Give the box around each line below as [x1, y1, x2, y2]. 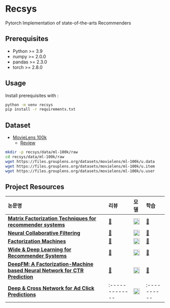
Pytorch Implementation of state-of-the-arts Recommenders [5, 20, 132, 26]
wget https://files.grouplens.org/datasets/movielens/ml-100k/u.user [5, 168, 155, 174]
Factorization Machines [8, 238, 66, 245]
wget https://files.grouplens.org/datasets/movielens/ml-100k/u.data [5, 159, 155, 164]
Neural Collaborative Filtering [8, 229, 80, 236]
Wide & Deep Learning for [8, 246, 72, 253]
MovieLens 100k [12, 134, 47, 141]
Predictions [8, 291, 36, 298]
